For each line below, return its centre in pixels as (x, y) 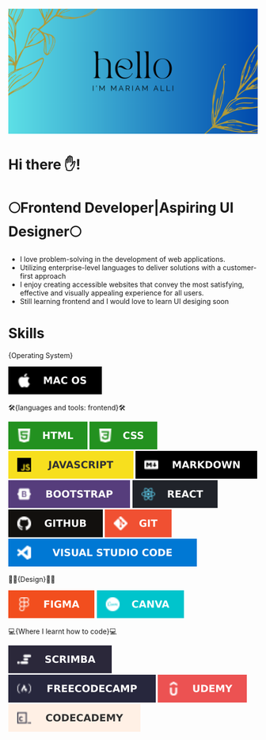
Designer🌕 (45, 232)
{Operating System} (41, 356)
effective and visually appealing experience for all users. (112, 293)
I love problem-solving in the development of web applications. (122, 260)
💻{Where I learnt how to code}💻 (63, 631)
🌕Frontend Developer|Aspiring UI (121, 208)
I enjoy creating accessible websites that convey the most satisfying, (132, 285)
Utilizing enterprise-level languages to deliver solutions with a (120, 268)
